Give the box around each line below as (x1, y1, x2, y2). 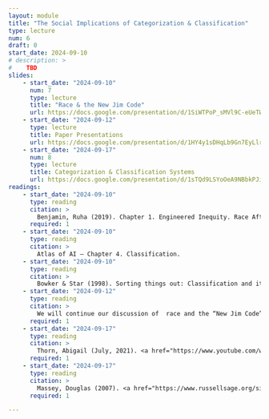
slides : (8, 71, 34, 79)
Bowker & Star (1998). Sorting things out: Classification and (37, 280, 252, 288)
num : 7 (29, 86, 52, 95)
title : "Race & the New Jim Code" (29, 101, 146, 109)
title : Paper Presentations (29, 131, 124, 139)
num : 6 (8, 34, 30, 42)
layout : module (8, 11, 59, 20)
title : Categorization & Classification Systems (29, 168, 195, 176)
